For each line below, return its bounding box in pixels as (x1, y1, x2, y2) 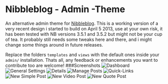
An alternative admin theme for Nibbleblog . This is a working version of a (5, 20, 159, 26)
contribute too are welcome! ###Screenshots (5, 62, 101, 68)
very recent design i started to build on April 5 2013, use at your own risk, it (5, 25, 163, 31)
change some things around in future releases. (5, 41, 103, 48)
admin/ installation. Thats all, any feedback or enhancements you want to (5, 57, 158, 63)
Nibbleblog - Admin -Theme (5, 4, 126, 15)
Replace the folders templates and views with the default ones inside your (5, 52, 159, 58)
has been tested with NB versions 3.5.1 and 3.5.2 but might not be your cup (5, 31, 163, 37)
